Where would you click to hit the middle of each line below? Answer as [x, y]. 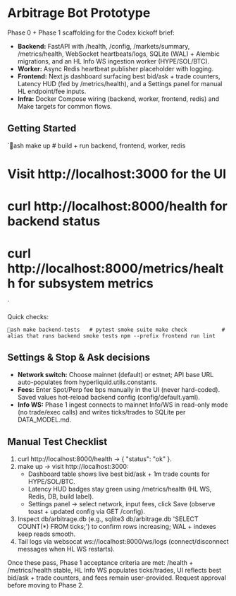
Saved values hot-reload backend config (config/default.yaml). [109, 397]
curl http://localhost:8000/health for [117, 207]
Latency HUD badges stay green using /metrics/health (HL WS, [120, 489]
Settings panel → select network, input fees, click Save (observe [122, 503]
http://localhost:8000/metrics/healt [116, 269]
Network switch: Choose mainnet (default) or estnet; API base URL [116, 374]
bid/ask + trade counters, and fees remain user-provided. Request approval [117, 578]
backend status [54, 221]
